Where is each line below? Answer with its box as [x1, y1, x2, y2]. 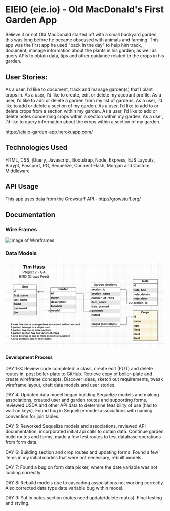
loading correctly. [5, 469, 42, 475]
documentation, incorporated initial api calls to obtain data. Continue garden [5, 428, 164, 434]
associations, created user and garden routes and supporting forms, [5, 397, 148, 403]
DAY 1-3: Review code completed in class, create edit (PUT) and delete [5, 365, 153, 371]
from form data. [5, 439, 38, 445]
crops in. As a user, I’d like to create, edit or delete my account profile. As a [5, 91, 161, 98]
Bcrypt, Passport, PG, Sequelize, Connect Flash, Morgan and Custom [5, 162, 150, 168]
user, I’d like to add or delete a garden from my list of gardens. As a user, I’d [5, 97, 163, 103]
